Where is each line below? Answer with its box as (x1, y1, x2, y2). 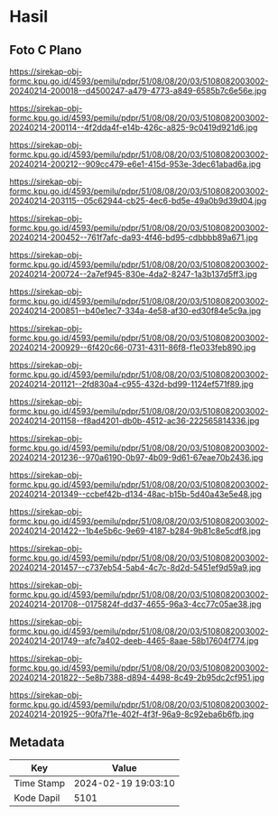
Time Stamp (14, 776, 66, 789)
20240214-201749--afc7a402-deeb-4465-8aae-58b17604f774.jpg (9, 635, 259, 646)
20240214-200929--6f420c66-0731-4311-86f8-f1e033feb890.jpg (9, 342, 256, 353)
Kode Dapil (14, 792, 60, 804)
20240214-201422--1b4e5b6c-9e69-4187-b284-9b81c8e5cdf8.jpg (9, 525, 262, 536)
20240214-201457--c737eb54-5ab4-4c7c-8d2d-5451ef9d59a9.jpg (9, 562, 262, 572)
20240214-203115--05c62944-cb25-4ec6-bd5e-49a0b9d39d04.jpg (9, 196, 267, 206)
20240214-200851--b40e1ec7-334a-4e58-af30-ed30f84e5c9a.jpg (9, 305, 262, 316)
